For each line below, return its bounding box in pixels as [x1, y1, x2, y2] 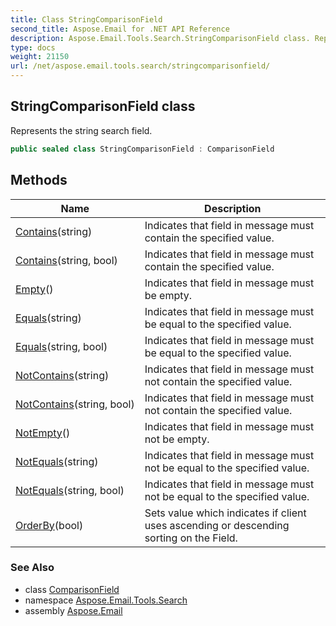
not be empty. [144, 432, 210, 446]
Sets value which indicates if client [144, 506, 307, 520]
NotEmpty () [15, 426, 71, 440]
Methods [10, 172, 68, 189]
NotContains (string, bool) [15, 397, 135, 411]
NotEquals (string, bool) [15, 483, 125, 497]
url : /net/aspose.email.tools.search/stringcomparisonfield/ [10, 61, 271, 71]
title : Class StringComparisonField [10, 14, 163, 25]
